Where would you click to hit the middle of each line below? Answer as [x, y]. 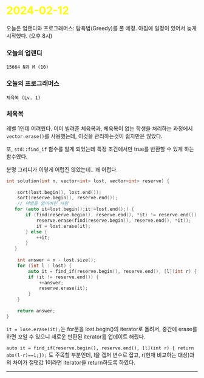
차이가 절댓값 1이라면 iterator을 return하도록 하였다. [74, 362]
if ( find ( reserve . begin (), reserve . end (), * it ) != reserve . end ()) [111, 215]
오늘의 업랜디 [24, 53]
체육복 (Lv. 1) [24, 98]
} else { [36, 232]
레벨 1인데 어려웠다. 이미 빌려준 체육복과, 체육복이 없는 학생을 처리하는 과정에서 [100, 128]
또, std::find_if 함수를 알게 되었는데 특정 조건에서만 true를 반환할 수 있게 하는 [100, 149]
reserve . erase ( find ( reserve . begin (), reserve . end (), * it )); [114, 220]
